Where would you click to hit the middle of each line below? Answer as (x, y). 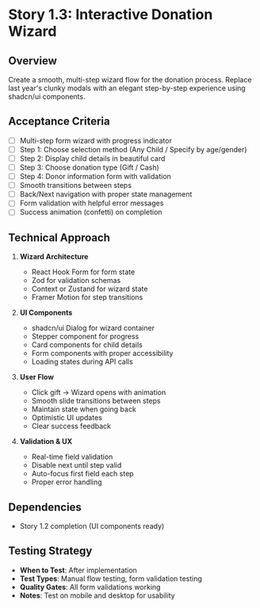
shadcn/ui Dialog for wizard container (93, 328)
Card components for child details (87, 345)
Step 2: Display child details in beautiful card (92, 158)
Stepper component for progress (85, 337)
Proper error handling (67, 482)
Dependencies (45, 507)
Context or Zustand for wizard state (90, 289)
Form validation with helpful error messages (92, 203)
